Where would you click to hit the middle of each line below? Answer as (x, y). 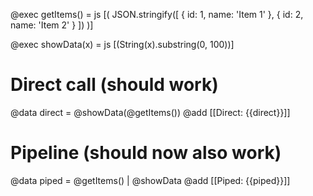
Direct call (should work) (114, 85)
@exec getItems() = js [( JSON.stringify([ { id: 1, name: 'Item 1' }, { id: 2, (157, 14)
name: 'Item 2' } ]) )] (52, 25)
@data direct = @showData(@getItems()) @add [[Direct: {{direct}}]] (150, 112)
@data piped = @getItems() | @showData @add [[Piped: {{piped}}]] (150, 180)
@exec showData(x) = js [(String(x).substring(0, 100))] (122, 44)
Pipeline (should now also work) (146, 153)
